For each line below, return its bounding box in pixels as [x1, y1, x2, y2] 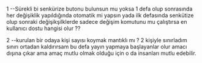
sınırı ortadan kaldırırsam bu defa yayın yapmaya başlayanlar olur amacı [6, 43, 187, 50]
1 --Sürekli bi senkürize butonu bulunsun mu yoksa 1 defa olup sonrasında [6, 6, 193, 12]
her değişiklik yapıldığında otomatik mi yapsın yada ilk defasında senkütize [6, 12, 194, 19]
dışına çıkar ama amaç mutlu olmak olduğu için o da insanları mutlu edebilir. [6, 50, 197, 57]
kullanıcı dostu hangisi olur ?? [6, 24, 81, 32]
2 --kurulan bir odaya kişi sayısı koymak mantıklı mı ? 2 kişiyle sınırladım [6, 37, 188, 43]
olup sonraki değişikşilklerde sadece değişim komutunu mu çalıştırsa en [6, 18, 188, 25]
